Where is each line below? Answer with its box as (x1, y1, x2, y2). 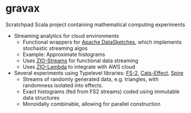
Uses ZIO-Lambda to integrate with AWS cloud (22, 63, 136, 70)
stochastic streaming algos (22, 44, 88, 51)
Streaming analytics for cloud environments (13, 32, 119, 39)
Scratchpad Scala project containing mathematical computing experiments (5, 21, 185, 28)
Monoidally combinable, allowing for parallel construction (22, 100, 161, 107)
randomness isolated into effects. (22, 82, 103, 89)
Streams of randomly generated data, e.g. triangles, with (22, 75, 159, 83)
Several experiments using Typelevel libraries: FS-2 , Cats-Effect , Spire (13, 69, 183, 76)
